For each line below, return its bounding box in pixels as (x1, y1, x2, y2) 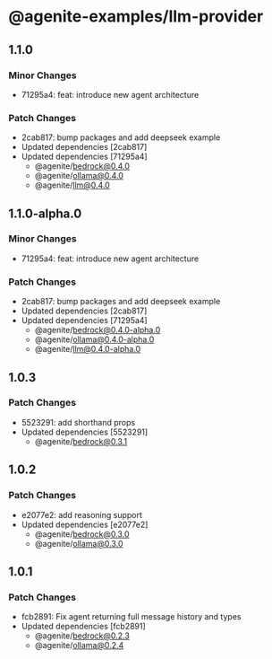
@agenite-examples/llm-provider (8, 6, 264, 27)
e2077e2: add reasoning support (21, 509, 142, 520)
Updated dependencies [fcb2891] (21, 621, 147, 632)
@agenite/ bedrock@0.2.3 (34, 630, 131, 641)
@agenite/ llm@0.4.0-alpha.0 (34, 344, 141, 355)
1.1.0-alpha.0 (8, 206, 82, 221)
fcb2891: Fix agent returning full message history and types (21, 611, 242, 622)
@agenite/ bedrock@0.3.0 (34, 528, 130, 540)
